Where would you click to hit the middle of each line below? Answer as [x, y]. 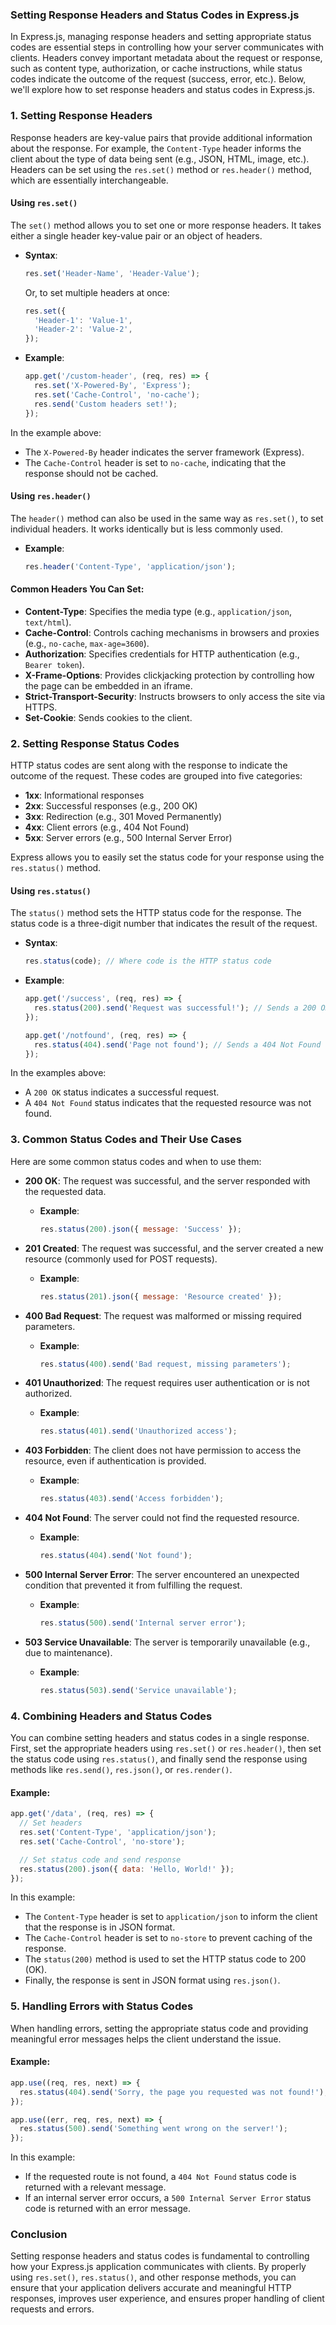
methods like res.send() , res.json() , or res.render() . [121, 1770]
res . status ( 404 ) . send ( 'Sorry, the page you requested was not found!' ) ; [174, 2092]
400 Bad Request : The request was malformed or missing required [163, 1315]
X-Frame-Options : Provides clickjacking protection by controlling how [169, 675]
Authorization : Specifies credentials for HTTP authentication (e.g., [162, 654]
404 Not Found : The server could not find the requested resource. [162, 1518]
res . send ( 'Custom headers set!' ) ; [106, 404]
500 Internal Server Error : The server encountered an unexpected [162, 1574]
